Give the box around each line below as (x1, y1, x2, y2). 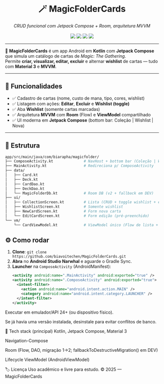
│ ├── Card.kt (5, 172, 38, 178)
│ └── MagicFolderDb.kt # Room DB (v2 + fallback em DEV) (5, 191, 154, 195)
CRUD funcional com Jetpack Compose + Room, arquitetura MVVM (14, 22, 150, 29)
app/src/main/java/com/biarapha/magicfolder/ (5, 154, 99, 159)
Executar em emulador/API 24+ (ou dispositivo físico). (5, 309, 114, 315)
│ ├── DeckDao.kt (5, 186, 45, 191)
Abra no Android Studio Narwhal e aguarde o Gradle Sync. (12, 258, 132, 264)
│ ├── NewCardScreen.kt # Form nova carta (5, 209, 121, 214)
